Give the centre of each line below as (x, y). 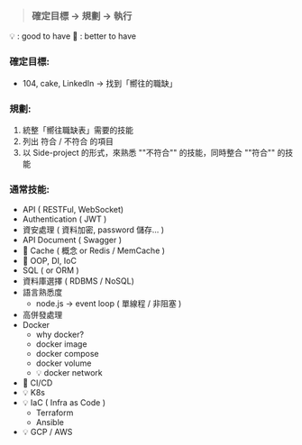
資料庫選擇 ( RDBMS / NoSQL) (78, 281)
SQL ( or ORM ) (50, 270)
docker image (61, 344)
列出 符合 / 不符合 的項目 (68, 141)
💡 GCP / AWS (47, 432)
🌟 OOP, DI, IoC (49, 261)
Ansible (50, 422)
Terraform (55, 413)
